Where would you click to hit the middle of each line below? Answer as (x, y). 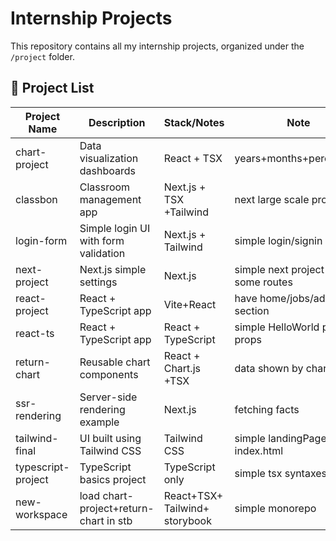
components (109, 374)
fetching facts (267, 409)
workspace (41, 514)
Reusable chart (115, 362)
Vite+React (190, 304)
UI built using (110, 438)
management (110, 199)
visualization (109, 158)
